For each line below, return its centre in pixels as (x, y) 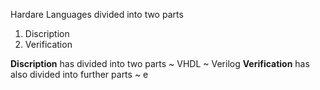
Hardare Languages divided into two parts (97, 14)
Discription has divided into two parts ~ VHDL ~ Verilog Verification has (160, 63)
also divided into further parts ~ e (79, 74)
